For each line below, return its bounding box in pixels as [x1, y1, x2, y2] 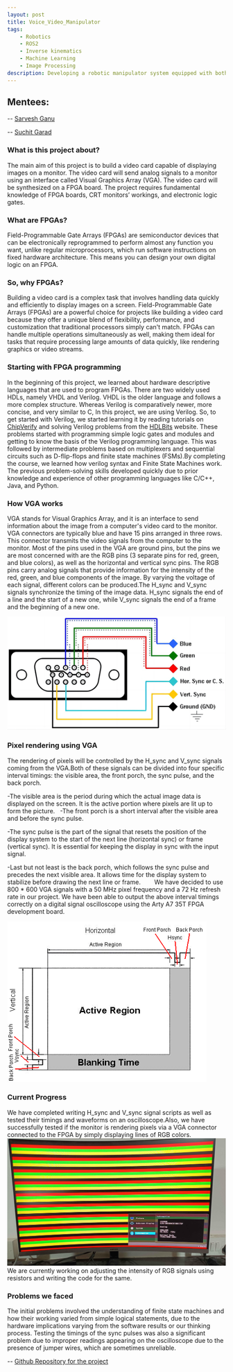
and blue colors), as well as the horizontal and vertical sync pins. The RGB [7, 558, 220, 566]
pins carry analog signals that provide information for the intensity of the [7, 566, 214, 574]
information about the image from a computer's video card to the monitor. [7, 521, 218, 530]
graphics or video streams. [7, 345, 85, 354]
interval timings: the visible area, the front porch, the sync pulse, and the [7, 771, 215, 779]
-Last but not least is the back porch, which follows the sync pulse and [7, 863, 209, 871]
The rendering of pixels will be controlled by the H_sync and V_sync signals [7, 756, 223, 765]
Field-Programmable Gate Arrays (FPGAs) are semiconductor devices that [7, 231, 219, 239]
